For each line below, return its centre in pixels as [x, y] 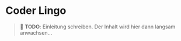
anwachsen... [36, 32]
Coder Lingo [36, 11]
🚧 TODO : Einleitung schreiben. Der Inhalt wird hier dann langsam [98, 27]
